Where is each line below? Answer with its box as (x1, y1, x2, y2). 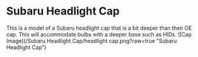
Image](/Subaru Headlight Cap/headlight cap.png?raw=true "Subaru (6, 37, 177, 44)
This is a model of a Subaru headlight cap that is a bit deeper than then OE (6, 24, 192, 32)
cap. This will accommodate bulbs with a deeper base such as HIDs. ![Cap (6, 30, 192, 38)
